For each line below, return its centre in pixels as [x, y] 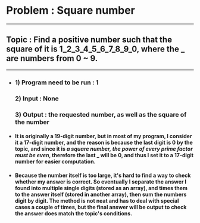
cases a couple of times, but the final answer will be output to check [101, 207]
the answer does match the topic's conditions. [74, 213]
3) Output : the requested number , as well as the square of [101, 114]
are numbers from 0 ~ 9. [52, 58]
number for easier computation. [55, 161]
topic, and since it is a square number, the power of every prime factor [104, 149]
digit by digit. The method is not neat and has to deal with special [97, 200]
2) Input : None [37, 98]
